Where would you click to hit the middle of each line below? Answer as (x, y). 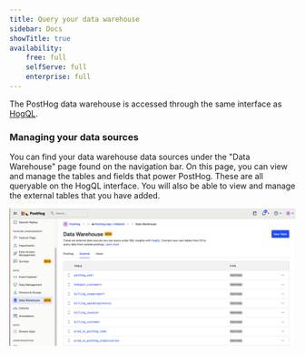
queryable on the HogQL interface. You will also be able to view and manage (152, 186)
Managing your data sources (74, 137)
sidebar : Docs (36, 29)
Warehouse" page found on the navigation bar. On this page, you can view (148, 167)
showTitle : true (40, 38)
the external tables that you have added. (85, 196)
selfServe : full (57, 67)
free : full (46, 58)
